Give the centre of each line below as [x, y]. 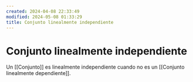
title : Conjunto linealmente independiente [60, 22]
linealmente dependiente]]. [39, 73]
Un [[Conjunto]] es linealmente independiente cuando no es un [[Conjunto [95, 67]
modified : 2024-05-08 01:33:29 [44, 17]
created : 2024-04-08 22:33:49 [43, 11]
